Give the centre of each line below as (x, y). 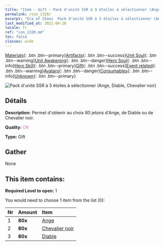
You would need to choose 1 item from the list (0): (55, 200)
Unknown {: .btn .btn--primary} (45, 76)
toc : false (16, 37)
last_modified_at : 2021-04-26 (36, 23)
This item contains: (35, 179)
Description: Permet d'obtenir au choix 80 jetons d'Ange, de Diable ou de (79, 112)
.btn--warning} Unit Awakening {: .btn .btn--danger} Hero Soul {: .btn (72, 60)
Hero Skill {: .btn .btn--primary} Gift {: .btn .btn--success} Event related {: (85, 65)
